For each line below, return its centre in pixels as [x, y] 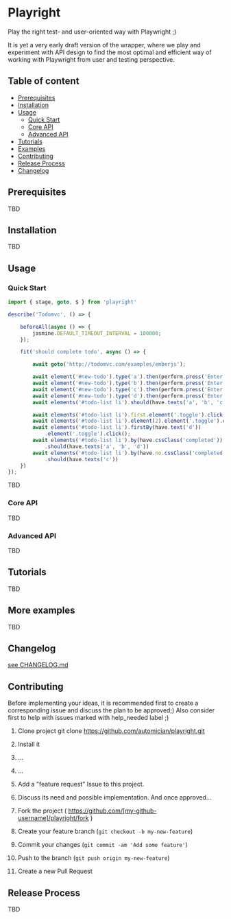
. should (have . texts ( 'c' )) [81, 459]
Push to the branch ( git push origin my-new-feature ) [94, 858]
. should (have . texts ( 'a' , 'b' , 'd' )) [97, 446]
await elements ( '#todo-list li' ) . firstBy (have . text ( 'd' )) [117, 428]
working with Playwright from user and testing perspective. [92, 59]
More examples [41, 610]
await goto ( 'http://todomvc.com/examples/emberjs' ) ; [109, 364]
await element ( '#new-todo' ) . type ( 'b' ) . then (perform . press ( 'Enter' [129, 383]
